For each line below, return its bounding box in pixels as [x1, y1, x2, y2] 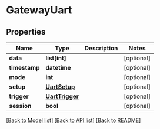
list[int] [45, 54, 66, 62]
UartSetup [45, 83, 75, 91]
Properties [6, 27, 46, 37]
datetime [45, 64, 72, 72]
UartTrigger [45, 92, 79, 100]
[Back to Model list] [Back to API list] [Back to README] [6, 117, 141, 124]
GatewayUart [6, 4, 72, 17]
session [9, 102, 32, 110]
